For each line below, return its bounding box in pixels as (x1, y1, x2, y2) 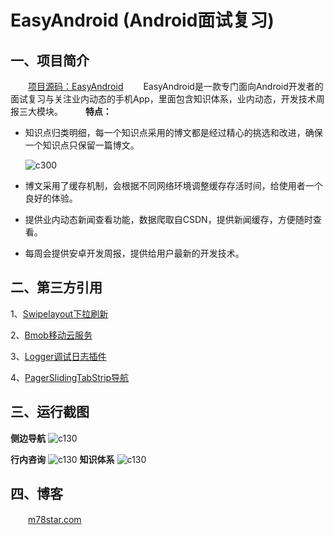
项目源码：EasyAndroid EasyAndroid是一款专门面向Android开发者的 (28, 81, 324, 92)
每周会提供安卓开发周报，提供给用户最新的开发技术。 (24, 247, 245, 259)
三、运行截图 (10, 404, 90, 421)
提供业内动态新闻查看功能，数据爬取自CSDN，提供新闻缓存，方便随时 (24, 214, 313, 225)
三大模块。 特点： (18, 106, 112, 117)
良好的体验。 (24, 192, 78, 204)
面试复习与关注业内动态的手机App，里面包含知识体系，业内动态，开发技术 (10, 93, 317, 105)
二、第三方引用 (10, 279, 103, 296)
